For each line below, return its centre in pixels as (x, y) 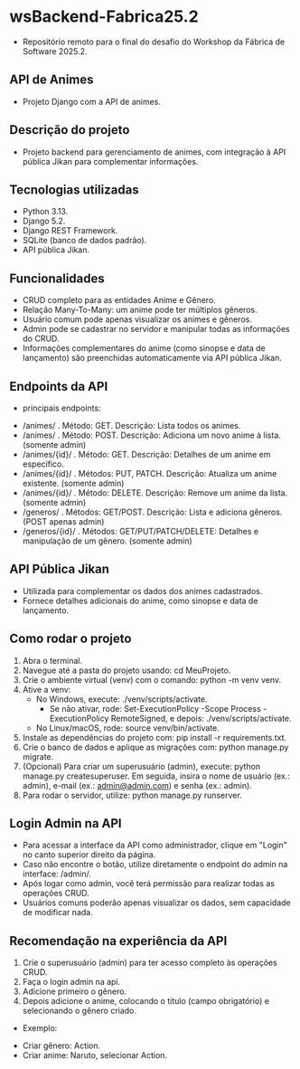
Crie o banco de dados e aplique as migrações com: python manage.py (155, 747)
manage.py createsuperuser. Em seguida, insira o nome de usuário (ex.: (156, 776)
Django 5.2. (44, 221)
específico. (43, 464)
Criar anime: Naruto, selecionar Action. (95, 1055)
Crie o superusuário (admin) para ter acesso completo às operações (150, 963)
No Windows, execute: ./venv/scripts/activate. (122, 699)
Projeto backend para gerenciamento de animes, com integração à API (154, 152)
